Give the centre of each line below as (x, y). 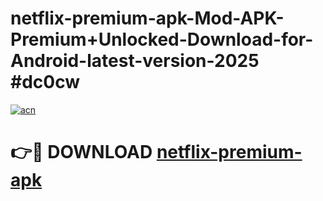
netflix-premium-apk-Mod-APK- (147, 18)
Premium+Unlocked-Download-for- (162, 39)
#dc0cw (45, 82)
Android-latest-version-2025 (135, 61)
